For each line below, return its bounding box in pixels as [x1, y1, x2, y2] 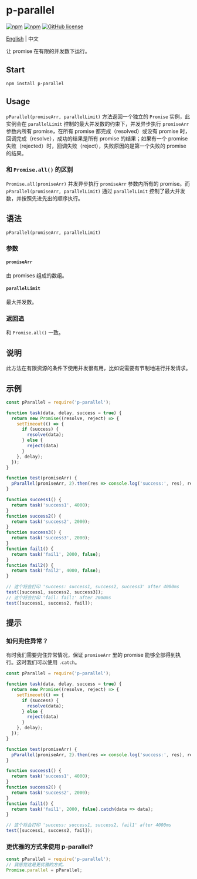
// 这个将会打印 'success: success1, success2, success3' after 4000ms [6, 584, 180, 590]
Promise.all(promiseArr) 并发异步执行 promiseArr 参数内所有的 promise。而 [6, 180, 191, 187]
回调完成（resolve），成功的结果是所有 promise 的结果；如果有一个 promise [6, 135, 188, 142]
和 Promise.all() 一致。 [6, 329, 64, 336]
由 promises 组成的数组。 [6, 271, 67, 279]
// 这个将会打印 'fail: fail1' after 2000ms [6, 595, 111, 600]
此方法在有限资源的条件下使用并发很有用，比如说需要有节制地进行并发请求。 [6, 365, 191, 372]
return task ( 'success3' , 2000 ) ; [11, 535, 91, 541]
